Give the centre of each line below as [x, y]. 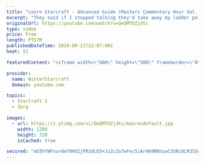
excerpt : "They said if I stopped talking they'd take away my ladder [98, 18]
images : [16, 118]
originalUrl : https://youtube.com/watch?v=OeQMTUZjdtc [77, 23]
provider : [19, 73]
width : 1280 [32, 129]
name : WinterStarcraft [41, 79]
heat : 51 [17, 52]
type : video [21, 29]
